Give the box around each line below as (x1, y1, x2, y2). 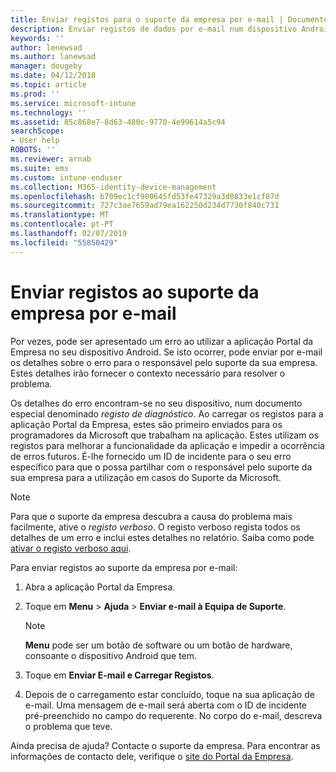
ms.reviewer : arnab (10, 154, 92, 164)
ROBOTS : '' (10, 145, 56, 155)
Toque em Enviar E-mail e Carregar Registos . (24, 669, 215, 681)
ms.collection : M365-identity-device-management (10, 182, 217, 192)
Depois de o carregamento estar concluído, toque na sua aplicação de (24, 688, 315, 700)
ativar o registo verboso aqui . (10, 542, 132, 554)
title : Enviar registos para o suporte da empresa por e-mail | (10, 14, 284, 25)
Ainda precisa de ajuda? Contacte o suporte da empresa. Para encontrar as (10, 739, 321, 751)
